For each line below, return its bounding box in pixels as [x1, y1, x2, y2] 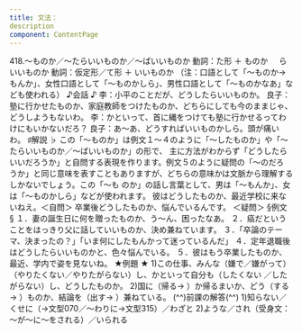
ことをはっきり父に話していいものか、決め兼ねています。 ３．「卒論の [9, 224, 268, 235]
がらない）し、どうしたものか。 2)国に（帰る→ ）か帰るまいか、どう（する [9, 281, 290, 292]
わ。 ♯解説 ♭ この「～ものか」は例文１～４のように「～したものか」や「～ [9, 134, 288, 145]
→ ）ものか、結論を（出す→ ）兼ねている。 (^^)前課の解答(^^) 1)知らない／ [9, 292, 287, 302]
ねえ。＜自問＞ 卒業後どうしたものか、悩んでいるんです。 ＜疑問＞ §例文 [16, 202, 288, 212]
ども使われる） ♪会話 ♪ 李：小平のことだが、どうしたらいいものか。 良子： [9, 89, 291, 100]
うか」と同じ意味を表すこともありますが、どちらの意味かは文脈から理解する [9, 168, 294, 179]
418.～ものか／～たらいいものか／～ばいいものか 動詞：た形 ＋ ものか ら [9, 56, 288, 67]
